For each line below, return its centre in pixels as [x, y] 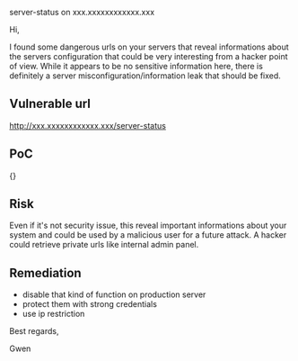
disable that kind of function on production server [114, 294]
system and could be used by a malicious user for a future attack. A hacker [148, 235]
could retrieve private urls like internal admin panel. [104, 245]
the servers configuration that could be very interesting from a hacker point [149, 56]
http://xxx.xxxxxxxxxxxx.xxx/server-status [88, 125]
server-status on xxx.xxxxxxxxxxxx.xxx [82, 12]
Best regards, [34, 331]
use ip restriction [53, 314]
